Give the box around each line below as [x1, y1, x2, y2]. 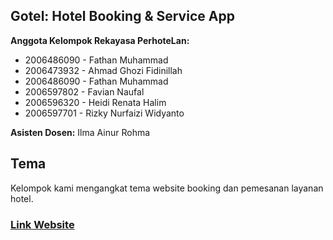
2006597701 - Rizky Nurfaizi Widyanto [24, 107, 185, 119]
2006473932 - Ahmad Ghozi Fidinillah [24, 64, 183, 76]
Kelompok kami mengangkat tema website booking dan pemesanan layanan [10, 182, 324, 194]
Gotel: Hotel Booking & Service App [10, 8, 235, 25]
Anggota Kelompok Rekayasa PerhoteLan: [10, 34, 190, 46]
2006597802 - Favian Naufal [24, 85, 145, 98]
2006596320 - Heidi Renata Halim [24, 96, 167, 108]
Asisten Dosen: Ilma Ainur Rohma [10, 126, 151, 138]
